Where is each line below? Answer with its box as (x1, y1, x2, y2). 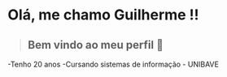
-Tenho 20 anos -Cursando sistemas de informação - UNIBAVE (7, 59, 219, 69)
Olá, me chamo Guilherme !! (7, 6, 200, 24)
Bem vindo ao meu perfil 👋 (27, 38, 164, 52)
